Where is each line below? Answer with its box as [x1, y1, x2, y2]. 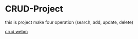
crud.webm [5, 28, 28, 34]
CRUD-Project [5, 3, 63, 14]
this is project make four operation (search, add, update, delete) [5, 19, 134, 25]
